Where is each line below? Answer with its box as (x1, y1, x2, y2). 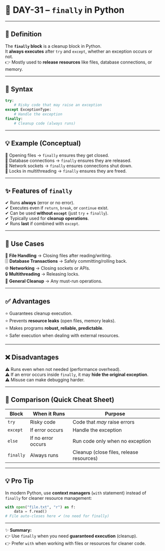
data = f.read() (14, 509, 48, 514)
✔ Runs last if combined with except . (5, 221, 80, 227)
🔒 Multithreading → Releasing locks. (5, 271, 80, 277)
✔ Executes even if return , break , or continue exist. (5, 205, 109, 211)
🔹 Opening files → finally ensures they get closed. (5, 152, 110, 158)
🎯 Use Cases (5, 240, 45, 248)
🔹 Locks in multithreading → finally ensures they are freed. (5, 168, 127, 174)
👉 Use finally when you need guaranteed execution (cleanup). (5, 533, 137, 539)
